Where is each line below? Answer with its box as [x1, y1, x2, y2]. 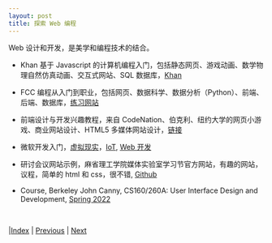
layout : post [8, 11, 53, 20]
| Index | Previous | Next [8, 225, 87, 235]
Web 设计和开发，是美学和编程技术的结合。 [8, 42, 154, 53]
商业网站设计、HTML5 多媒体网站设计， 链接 [34, 125, 183, 134]
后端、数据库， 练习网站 [19, 97, 99, 107]
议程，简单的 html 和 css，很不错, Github [19, 169, 158, 179]
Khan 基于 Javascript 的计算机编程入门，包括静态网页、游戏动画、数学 [19, 60, 257, 70]
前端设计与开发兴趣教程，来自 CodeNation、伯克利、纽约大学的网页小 [19, 114, 255, 124]
